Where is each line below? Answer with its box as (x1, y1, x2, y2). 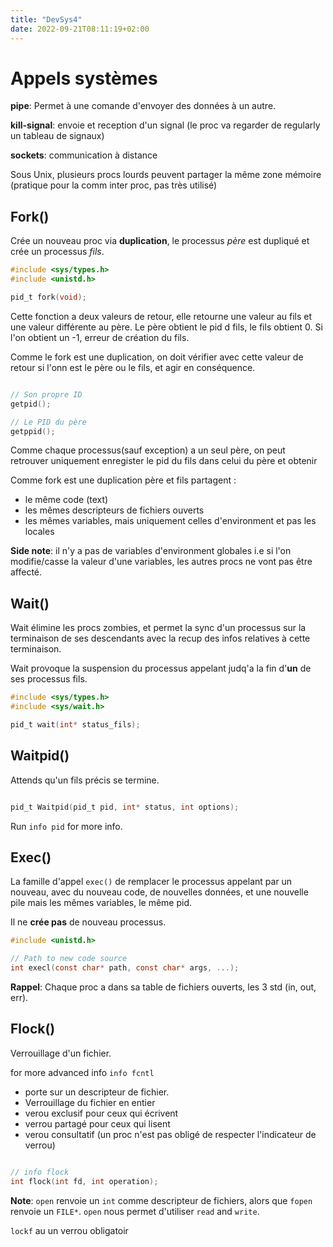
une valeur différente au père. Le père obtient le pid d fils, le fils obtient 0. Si (10, 321, 323, 333)
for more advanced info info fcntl (10, 1066, 155, 1078)
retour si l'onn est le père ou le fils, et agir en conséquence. (10, 361, 256, 373)
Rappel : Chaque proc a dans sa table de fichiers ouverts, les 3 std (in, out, (10, 981, 317, 993)
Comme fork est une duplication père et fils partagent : (10, 474, 237, 486)
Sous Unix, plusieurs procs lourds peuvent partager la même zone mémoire (10, 169, 322, 181)
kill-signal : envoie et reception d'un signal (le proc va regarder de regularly (10, 119, 321, 131)
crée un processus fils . (10, 246, 105, 258)
